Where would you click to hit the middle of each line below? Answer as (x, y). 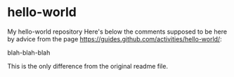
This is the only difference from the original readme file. (88, 66)
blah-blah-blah (29, 52)
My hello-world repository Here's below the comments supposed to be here (117, 31)
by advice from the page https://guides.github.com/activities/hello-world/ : (115, 38)
